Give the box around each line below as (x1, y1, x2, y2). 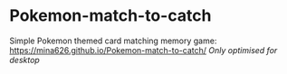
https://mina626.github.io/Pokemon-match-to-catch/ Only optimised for (9, 44, 278, 55)
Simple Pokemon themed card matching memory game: (9, 35, 217, 46)
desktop (9, 54, 41, 65)
